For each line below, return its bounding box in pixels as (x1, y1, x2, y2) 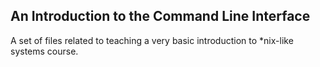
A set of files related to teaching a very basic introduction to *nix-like (10, 34, 294, 46)
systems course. (10, 45, 79, 57)
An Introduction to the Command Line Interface (10, 8, 311, 25)
